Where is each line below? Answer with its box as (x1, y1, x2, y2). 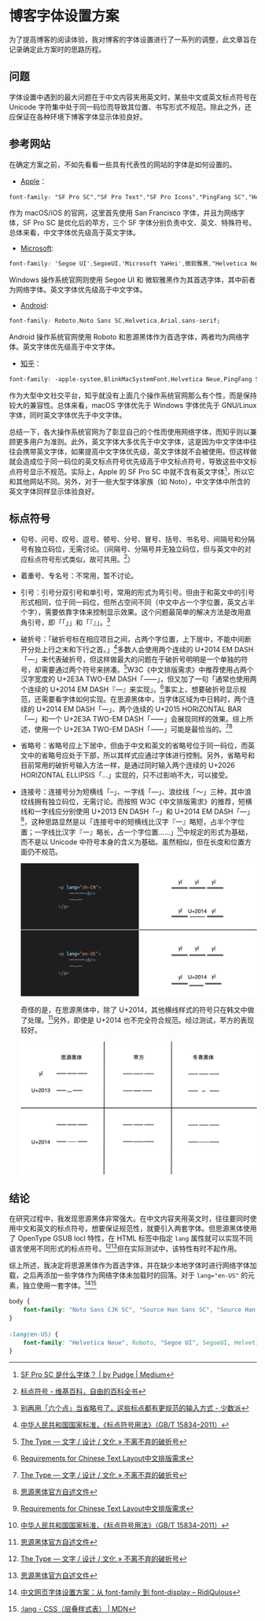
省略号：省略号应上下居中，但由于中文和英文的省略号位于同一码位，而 (20, 741, 248, 751)
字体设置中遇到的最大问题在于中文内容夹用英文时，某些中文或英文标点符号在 (9, 92, 257, 102)
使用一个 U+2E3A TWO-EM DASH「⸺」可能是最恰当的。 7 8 (34, 722, 233, 733)
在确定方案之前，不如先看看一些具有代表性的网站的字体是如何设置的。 (9, 159, 237, 169)
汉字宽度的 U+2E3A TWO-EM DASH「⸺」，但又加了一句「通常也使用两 (20, 674, 257, 684)
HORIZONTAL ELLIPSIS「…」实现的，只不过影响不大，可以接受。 (20, 770, 233, 780)
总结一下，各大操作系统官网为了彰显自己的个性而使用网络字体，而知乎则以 (9, 427, 250, 437)
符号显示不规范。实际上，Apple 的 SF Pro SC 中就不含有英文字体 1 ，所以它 (15, 466, 255, 477)
